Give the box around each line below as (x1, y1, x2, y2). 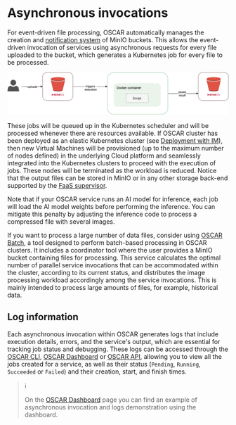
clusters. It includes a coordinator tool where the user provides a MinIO (7, 246, 213, 254)
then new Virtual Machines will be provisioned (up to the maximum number (7, 144, 225, 152)
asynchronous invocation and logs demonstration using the (24, 402, 197, 411)
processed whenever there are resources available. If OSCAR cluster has (7, 129, 218, 137)
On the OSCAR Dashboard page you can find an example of (24, 395, 198, 404)
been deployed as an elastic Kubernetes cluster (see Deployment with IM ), (7, 136, 223, 145)
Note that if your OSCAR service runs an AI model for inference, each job (7, 195, 218, 203)
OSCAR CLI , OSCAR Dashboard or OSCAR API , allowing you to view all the (7, 352, 223, 360)
